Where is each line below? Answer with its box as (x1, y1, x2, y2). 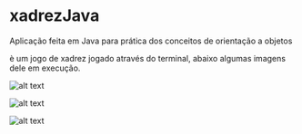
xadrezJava (9, 5, 100, 26)
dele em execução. (9, 62, 81, 73)
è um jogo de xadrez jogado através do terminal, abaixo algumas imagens (9, 53, 287, 63)
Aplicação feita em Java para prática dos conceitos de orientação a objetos (9, 35, 293, 46)
